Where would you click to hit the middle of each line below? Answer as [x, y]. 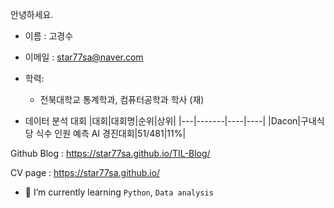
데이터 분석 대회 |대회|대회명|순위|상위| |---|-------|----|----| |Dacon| [162, 121]
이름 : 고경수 [49, 36]
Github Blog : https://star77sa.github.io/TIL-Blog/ [110, 153]
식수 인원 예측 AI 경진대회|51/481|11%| [111, 133]
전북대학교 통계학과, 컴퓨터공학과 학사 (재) [122, 99]
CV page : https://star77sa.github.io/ [85, 172]
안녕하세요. [32, 14]
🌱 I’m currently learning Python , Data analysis [119, 192]
